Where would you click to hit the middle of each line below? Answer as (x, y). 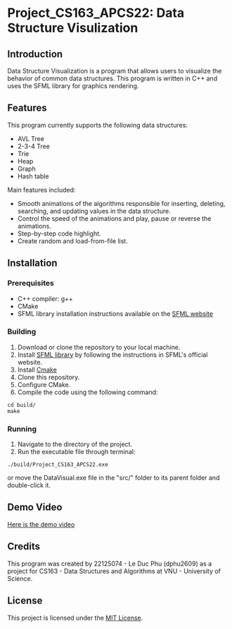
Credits (24, 547)
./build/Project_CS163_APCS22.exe (58, 465)
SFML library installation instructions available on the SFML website (115, 313)
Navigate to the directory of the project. (75, 444)
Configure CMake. (44, 384)
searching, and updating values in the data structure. (94, 211)
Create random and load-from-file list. (72, 240)
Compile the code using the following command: (88, 392)
